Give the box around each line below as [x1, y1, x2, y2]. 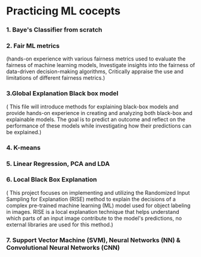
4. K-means [6, 143, 41, 152]
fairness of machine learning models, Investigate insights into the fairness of [6, 62, 196, 69]
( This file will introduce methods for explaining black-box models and [6, 103, 179, 110]
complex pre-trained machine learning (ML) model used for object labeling [6, 202, 191, 209]
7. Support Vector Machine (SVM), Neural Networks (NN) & [6, 235, 181, 244]
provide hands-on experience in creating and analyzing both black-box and [6, 109, 193, 116]
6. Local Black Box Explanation [6, 176, 97, 184]
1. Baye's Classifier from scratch [6, 26, 103, 34]
